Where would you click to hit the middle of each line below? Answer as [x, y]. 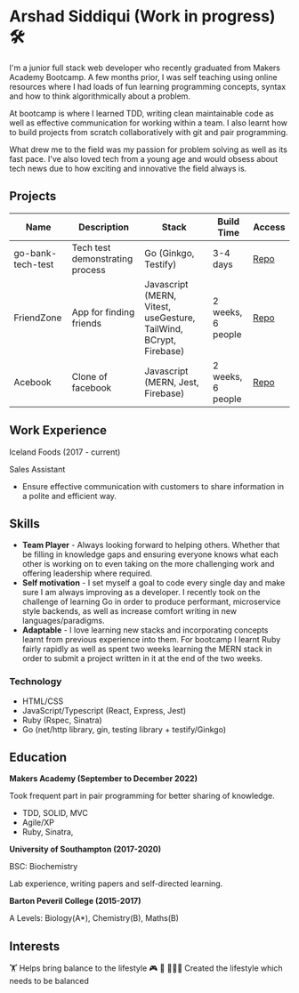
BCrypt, [160, 340]
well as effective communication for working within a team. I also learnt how [148, 123]
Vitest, [158, 306]
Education [38, 758]
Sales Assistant [37, 469]
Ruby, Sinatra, [48, 832]
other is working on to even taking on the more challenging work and [148, 564]
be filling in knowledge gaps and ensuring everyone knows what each [150, 554]
